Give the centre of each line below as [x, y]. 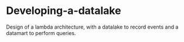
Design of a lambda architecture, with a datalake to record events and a [92, 27]
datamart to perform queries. [41, 33]
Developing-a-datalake [64, 11]
